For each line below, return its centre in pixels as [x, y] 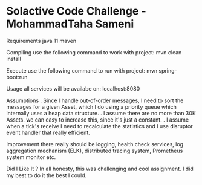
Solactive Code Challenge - [76, 11]
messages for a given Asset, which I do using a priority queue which [92, 106]
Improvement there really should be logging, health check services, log [95, 144]
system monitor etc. [31, 157]
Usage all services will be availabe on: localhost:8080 [73, 88]
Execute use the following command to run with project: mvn [82, 70]
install [14, 59]
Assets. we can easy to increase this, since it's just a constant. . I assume [98, 120]
